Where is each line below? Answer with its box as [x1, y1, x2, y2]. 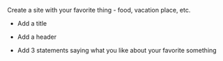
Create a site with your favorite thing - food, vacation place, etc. [7, 6, 191, 14]
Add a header [17, 33, 57, 41]
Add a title [17, 19, 47, 27]
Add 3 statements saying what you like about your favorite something [17, 46, 217, 54]
